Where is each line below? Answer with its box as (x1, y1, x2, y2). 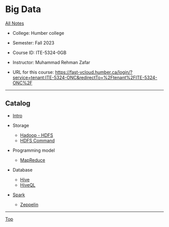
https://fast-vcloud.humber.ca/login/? (55, 69, 133, 75)
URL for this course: (12, 69, 54, 75)
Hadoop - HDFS (20, 132, 53, 138)
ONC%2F (12, 80, 33, 86)
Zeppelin (20, 201, 39, 207)
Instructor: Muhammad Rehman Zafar (12, 59, 91, 65)
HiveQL (20, 182, 36, 188)
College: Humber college (12, 30, 64, 36)
